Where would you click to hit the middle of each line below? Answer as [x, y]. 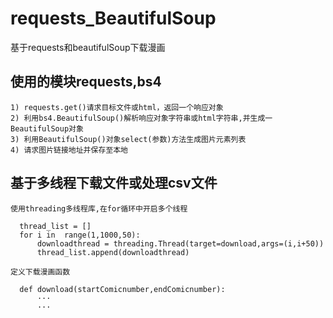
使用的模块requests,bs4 [86, 82]
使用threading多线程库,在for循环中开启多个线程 [99, 208]
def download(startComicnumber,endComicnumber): [122, 289]
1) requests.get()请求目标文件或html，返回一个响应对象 [117, 107]
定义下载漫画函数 [40, 272]
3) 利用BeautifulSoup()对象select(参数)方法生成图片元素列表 [128, 139]
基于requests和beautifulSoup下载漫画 [88, 47]
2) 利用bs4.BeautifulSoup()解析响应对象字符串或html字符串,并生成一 [141, 118]
